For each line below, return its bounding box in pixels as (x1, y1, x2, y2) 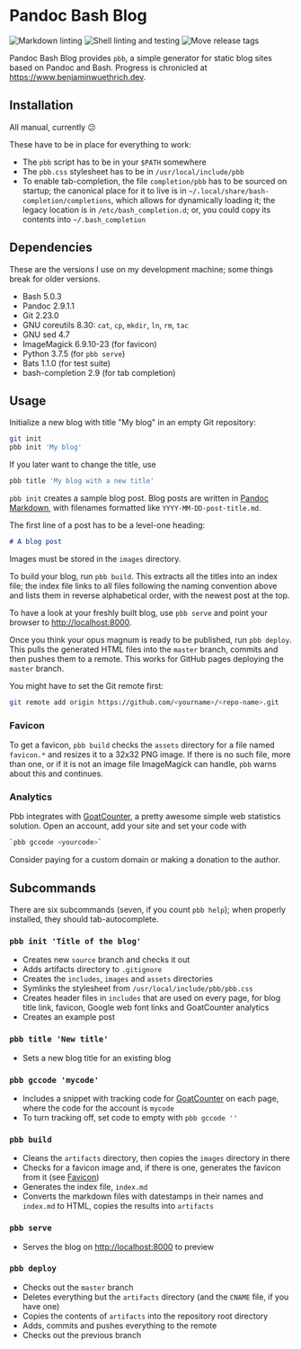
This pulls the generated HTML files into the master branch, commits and (9, 644, 279, 655)
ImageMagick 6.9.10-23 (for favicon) (22, 338, 157, 349)
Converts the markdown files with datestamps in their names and (22, 1191, 263, 1202)
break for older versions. (9, 273, 101, 284)
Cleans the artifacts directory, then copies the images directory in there (22, 1153, 290, 1164)
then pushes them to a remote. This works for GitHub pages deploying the (9, 653, 285, 664)
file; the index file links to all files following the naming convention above (9, 580, 278, 591)
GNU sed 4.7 (22, 329, 70, 340)
